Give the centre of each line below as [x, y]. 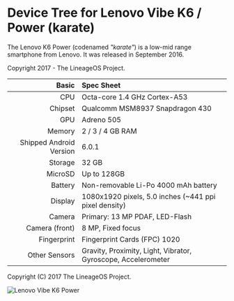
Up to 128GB [103, 174]
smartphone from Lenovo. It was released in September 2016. [96, 54]
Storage [62, 162]
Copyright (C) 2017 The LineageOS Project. [69, 277]
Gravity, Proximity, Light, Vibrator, [137, 251]
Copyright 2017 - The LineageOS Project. [66, 68]
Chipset [62, 108]
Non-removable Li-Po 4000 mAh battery [149, 185]
